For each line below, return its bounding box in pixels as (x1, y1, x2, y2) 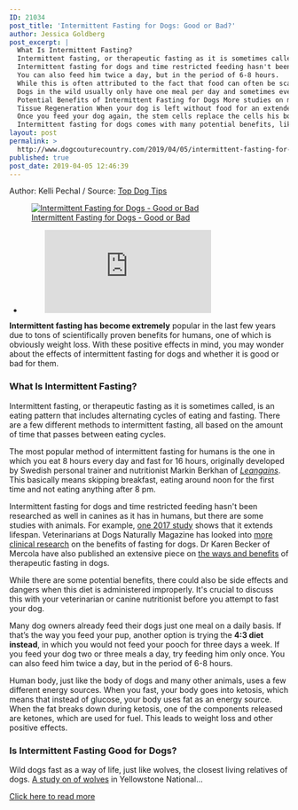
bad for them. (9, 358, 59, 369)
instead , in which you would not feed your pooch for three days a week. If (9, 639, 280, 649)
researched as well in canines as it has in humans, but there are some (9, 510, 264, 521)
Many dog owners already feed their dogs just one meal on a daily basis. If (9, 620, 282, 631)
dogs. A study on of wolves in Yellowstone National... (9, 774, 204, 784)
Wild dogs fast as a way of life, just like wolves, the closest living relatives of (9, 764, 288, 775)
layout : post (9, 129, 58, 138)
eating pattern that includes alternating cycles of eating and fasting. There (9, 410, 281, 421)
